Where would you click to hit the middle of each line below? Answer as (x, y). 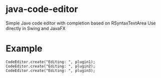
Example (24, 49)
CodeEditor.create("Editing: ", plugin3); (50, 70)
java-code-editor (42, 9)
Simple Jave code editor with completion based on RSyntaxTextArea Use (81, 23)
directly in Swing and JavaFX (35, 28)
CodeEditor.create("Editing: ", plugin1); (50, 62)
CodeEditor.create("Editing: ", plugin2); (50, 66)
